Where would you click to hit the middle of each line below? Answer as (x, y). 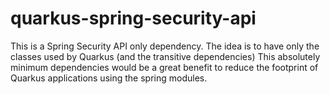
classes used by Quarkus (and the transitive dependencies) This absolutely (165, 56)
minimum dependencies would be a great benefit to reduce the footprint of (164, 67)
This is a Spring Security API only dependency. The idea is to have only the (165, 46)
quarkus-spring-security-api (133, 18)
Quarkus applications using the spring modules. (109, 78)
